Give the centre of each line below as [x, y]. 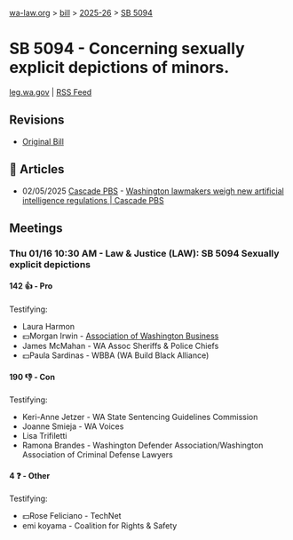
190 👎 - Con [32, 377]
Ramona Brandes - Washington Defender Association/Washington [143, 445]
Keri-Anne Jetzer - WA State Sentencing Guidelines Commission [140, 417]
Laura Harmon [48, 327]
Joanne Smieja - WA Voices [73, 426]
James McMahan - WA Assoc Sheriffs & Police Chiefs [120, 346]
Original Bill [43, 141]
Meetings [36, 228]
